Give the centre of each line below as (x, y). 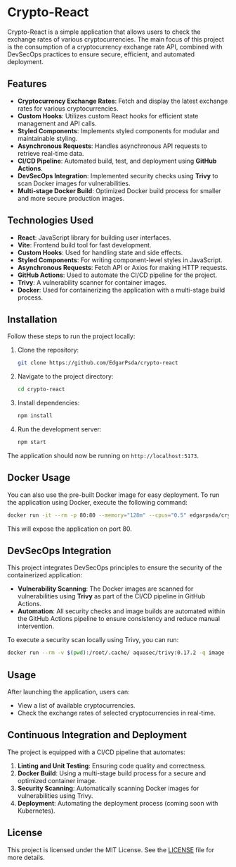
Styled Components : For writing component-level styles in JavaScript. (120, 260)
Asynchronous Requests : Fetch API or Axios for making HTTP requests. (123, 267)
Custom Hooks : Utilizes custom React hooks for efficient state (108, 116)
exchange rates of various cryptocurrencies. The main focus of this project (116, 39)
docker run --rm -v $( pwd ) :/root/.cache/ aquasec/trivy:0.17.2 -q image (116, 653)
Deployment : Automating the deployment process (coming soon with (118, 803)
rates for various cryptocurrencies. (68, 108)
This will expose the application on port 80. (70, 529)
